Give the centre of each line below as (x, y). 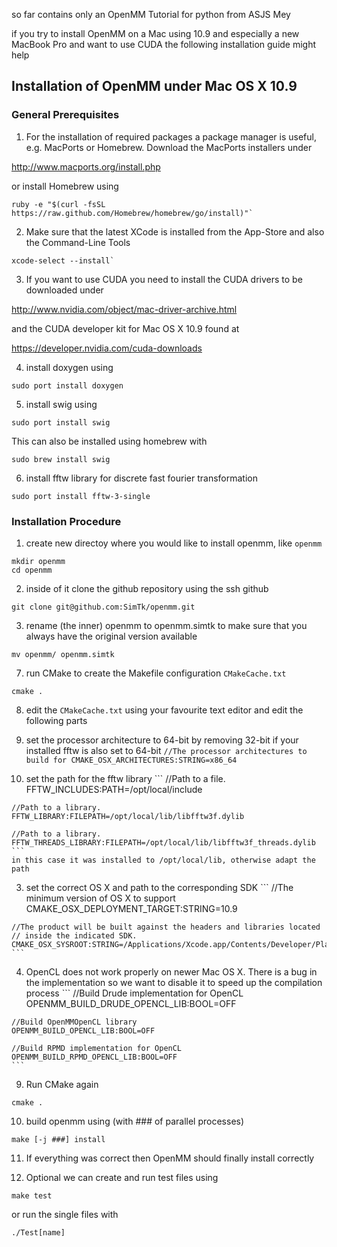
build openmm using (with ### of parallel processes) (135, 1121)
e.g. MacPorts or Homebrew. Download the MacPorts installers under (169, 147)
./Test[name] (38, 1232)
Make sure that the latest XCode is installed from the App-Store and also (175, 231)
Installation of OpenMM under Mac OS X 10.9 (154, 86)
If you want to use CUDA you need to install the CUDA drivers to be (164, 279)
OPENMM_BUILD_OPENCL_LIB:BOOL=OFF (83, 1030)
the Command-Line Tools (78, 242)
